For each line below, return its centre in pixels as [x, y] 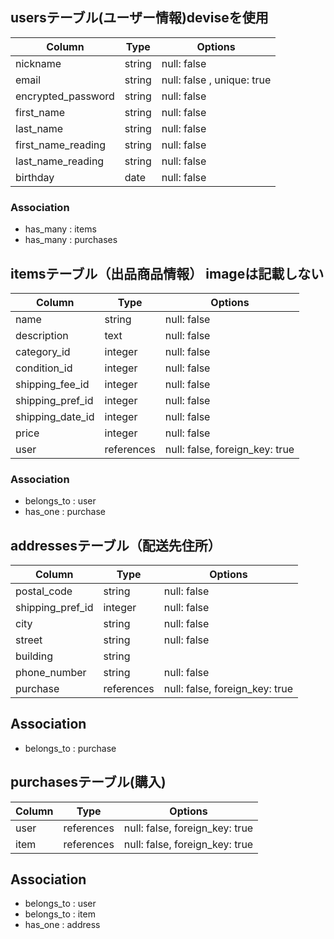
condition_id [44, 368]
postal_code [44, 591]
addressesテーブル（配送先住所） [116, 545]
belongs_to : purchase [70, 748]
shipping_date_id [55, 416]
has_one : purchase [65, 512]
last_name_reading [60, 161]
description [42, 335]
